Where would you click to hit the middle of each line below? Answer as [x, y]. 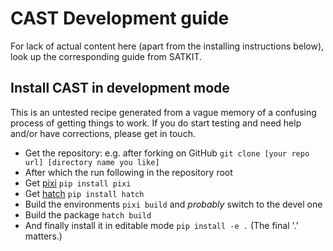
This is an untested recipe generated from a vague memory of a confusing [163, 112]
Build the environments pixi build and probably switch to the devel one [173, 204]
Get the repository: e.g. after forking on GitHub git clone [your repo [167, 153]
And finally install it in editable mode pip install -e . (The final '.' [161, 225]
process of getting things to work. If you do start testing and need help [156, 123]
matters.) [43, 236]
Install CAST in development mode [120, 88]
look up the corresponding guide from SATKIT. [106, 56]
